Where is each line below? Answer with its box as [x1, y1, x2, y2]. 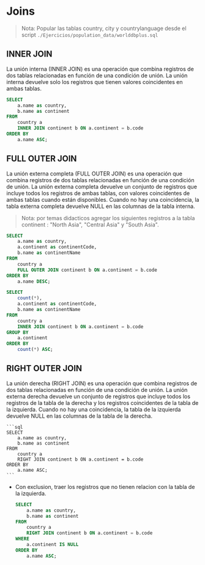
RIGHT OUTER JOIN [6, 363, 83, 374]
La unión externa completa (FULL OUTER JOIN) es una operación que [6, 170, 182, 177]
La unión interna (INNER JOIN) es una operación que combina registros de [6, 65, 194, 72]
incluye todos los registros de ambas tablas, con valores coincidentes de [6, 189, 190, 197]
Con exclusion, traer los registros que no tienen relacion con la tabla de [15, 483, 195, 490]
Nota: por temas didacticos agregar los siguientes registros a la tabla [21, 214, 195, 221]
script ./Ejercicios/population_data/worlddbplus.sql [21, 31, 158, 38]
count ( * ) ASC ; [17, 347, 53, 353]
